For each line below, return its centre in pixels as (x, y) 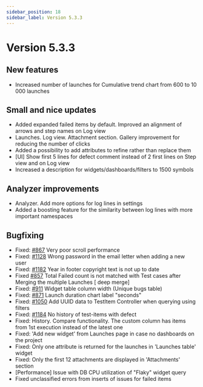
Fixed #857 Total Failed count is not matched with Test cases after (98, 275)
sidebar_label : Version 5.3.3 (45, 18)
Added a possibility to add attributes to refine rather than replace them (103, 150)
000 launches (32, 91)
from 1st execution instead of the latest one (69, 327)
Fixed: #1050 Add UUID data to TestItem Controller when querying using (105, 301)
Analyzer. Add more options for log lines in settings (79, 203)
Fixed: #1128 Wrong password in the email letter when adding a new (100, 256)
